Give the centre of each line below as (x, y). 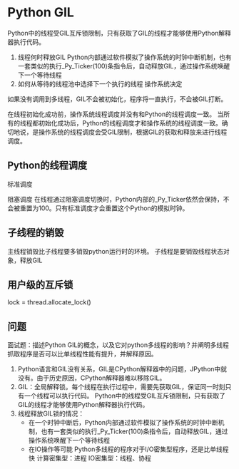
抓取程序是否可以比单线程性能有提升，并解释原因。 (82, 354)
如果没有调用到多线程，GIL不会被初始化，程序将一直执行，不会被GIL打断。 (117, 99)
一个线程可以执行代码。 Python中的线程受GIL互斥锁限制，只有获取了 (125, 396)
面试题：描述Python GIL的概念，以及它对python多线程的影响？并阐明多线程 (118, 345)
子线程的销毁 (36, 233)
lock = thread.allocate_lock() (49, 302)
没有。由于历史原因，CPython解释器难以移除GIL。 (92, 378)
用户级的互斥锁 (40, 285)
